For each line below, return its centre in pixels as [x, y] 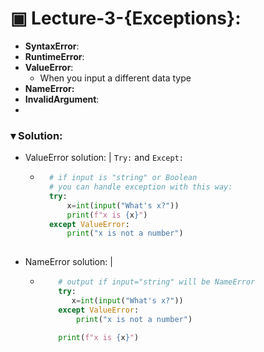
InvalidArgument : [62, 99]
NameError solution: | [68, 262]
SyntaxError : [52, 46]
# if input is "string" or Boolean [123, 178]
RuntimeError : [54, 56]
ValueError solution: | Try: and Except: [104, 158]
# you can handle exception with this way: [140, 187]
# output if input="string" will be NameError [157, 282]
